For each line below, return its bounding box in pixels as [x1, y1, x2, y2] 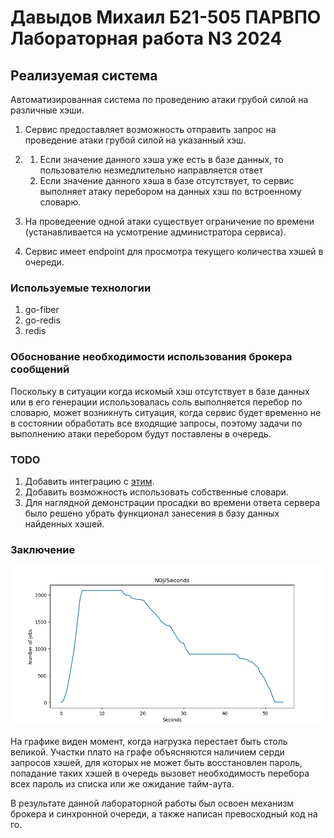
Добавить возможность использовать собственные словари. [24, 486, 289, 498]
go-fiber [24, 304, 60, 316]
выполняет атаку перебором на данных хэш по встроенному [39, 186, 302, 197]
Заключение [10, 542, 76, 556]
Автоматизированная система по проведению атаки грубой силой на [10, 94, 309, 105]
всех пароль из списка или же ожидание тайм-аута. [10, 777, 235, 790]
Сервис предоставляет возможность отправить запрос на [24, 124, 277, 135]
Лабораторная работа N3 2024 [10, 27, 283, 50]
